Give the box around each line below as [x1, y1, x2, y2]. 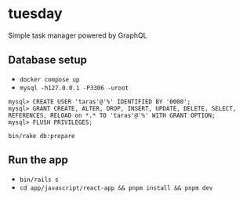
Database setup [8, 53, 88, 67]
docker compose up [19, 75, 80, 83]
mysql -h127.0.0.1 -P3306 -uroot [19, 84, 129, 92]
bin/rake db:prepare [8, 132, 76, 140]
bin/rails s [19, 176, 59, 184]
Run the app [8, 154, 68, 167]
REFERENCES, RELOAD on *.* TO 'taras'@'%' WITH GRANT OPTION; [8, 111, 216, 119]
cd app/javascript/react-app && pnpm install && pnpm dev [19, 184, 213, 192]
